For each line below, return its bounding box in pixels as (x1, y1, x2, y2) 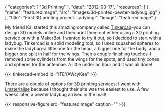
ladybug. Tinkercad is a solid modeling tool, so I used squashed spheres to (5, 40, 159, 46)
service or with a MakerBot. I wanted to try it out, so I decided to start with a (5, 35, 162, 41)
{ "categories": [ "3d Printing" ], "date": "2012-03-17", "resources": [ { (5, 4, 149, 10)
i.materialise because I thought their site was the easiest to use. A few (5, 86, 149, 92)
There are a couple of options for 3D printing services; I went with (5, 81, 141, 87)
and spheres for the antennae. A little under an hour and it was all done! (5, 62, 153, 67)
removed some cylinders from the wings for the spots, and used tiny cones (5, 56, 160, 62)
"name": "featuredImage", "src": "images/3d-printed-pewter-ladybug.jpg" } (5, 9, 161, 15)
